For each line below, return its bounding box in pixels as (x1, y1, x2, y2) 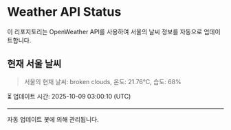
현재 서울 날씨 (7, 58, 62, 70)
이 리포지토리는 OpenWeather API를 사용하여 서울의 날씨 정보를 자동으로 (7, 27, 203, 36)
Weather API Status (7, 4, 122, 20)
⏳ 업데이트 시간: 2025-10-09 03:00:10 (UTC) (7, 92, 131, 100)
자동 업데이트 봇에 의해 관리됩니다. (7, 115, 99, 123)
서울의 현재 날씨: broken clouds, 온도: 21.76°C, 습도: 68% (23, 77, 182, 86)
